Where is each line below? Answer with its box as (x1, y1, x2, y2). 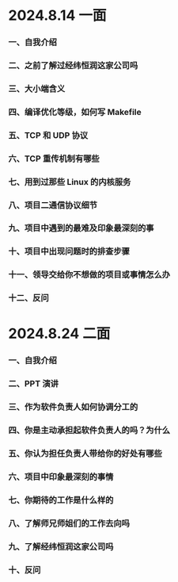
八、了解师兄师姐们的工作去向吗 (8, 518, 131, 529)
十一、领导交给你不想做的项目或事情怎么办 (8, 270, 171, 281)
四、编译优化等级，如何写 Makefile (8, 106, 142, 117)
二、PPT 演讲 (8, 378, 59, 389)
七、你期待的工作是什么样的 (8, 494, 114, 505)
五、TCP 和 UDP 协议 (8, 129, 89, 140)
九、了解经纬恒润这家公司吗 (8, 541, 114, 552)
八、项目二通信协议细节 (8, 199, 97, 210)
